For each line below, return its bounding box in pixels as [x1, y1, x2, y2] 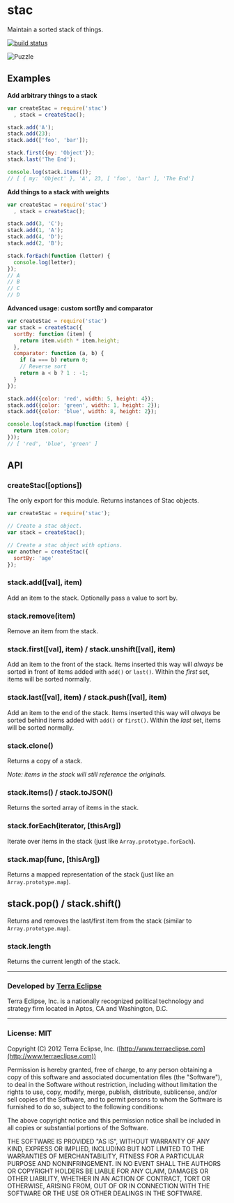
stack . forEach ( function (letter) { [7, 252, 111, 259]
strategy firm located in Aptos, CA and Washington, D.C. [7, 1004, 169, 1013]
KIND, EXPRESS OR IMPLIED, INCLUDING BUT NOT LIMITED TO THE [7, 1144, 205, 1153]
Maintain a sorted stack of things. [7, 25, 104, 34]
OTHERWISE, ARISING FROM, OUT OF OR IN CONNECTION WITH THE [7, 1181, 210, 1190]
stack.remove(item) [7, 611, 76, 621]
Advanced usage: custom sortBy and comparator [7, 304, 153, 312]
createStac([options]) [7, 481, 82, 491]
